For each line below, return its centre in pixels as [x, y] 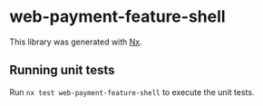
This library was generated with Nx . [76, 42]
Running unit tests [62, 70]
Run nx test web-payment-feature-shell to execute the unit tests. [132, 92]
